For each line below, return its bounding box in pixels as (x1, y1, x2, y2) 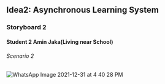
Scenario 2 (6, 52, 34, 60)
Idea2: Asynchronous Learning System (6, 5, 159, 15)
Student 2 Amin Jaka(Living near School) (6, 38, 113, 45)
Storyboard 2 (6, 23, 47, 32)
